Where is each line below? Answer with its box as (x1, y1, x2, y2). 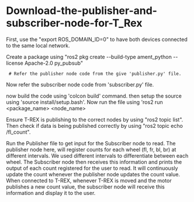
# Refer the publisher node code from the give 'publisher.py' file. (8, 71, 182, 76)
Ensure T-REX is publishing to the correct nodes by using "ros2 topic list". (6, 116, 183, 123)
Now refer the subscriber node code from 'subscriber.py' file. (6, 81, 154, 88)
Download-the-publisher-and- (6, 4, 158, 18)
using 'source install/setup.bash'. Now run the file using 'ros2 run (6, 98, 163, 106)
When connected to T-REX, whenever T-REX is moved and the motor (6, 177, 172, 184)
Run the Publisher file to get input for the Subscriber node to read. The (6, 140, 176, 147)
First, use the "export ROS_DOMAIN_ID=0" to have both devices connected (6, 36, 188, 43)
